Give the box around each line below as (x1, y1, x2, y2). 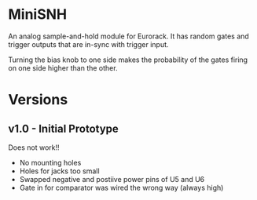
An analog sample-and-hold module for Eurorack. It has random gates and (8, 31, 249, 41)
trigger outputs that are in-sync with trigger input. (8, 39, 169, 49)
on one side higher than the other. (8, 63, 118, 72)
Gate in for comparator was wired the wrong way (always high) (19, 183, 224, 192)
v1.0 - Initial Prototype (8, 122, 119, 135)
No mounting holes (19, 158, 82, 167)
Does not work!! (8, 143, 60, 152)
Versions (8, 91, 68, 109)
